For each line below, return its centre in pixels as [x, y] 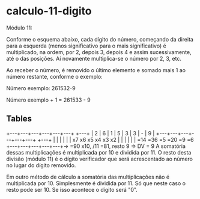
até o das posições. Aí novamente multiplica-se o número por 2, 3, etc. [94, 58]
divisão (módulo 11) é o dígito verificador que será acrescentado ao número [100, 159]
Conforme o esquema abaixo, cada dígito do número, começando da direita [100, 39]
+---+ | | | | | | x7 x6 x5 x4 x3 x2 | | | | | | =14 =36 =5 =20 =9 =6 [116, 139]
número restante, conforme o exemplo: [55, 76]
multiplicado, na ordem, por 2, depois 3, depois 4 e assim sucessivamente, [99, 52]
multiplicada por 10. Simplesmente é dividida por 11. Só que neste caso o [96, 183]
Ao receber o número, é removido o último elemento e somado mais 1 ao [96, 70]
